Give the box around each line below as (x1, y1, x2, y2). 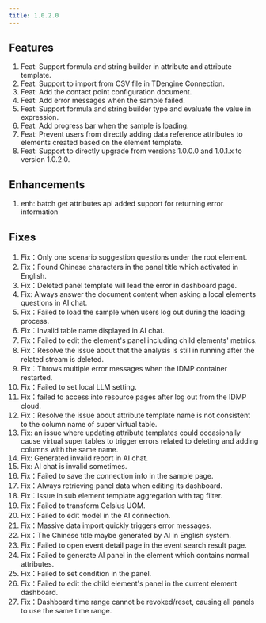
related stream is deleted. (20, 355, 104, 364)
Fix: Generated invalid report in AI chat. (20, 453, 149, 463)
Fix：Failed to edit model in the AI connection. (20, 511, 171, 521)
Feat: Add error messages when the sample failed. (20, 96, 185, 106)
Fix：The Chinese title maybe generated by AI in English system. (20, 531, 232, 540)
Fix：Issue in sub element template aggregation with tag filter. (20, 491, 223, 501)
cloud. (20, 402, 42, 411)
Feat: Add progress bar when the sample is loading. (20, 121, 189, 131)
